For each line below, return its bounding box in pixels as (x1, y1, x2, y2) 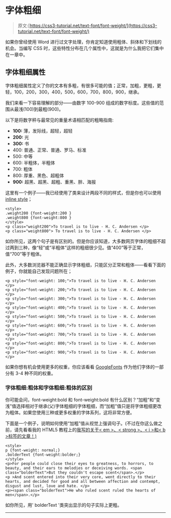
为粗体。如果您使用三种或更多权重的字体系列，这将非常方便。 (5, 409, 135, 416)
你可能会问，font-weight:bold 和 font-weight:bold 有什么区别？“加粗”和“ (5, 397, 156, 403)
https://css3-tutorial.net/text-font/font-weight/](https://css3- (30, 22, 158, 29)
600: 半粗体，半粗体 (12, 159, 55, 166)
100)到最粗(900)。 (24, 106, 64, 112)
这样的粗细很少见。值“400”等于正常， (66, 244, 146, 251)
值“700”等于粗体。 (5, 251, 44, 257)
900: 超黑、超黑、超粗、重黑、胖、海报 (12, 179, 96, 185)
